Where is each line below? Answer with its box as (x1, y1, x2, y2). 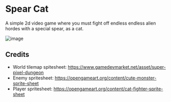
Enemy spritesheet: (12, 75, 54, 81)
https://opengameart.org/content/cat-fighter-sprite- (53, 86, 163, 92)
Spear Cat (5, 3, 49, 15)
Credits (5, 50, 30, 59)
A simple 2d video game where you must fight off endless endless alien (5, 20, 156, 26)
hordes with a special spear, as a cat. (5, 25, 84, 31)
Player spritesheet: (12, 86, 53, 92)
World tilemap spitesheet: (12, 64, 67, 70)
